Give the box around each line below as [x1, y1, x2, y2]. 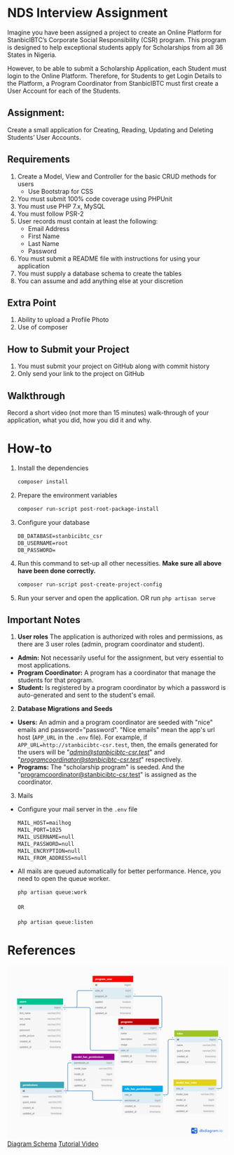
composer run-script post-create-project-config [17, 581, 163, 588]
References [7, 942, 76, 958]
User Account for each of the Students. [7, 86, 121, 95]
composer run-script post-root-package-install [17, 505, 159, 512]
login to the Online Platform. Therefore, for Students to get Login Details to [7, 72, 222, 80]
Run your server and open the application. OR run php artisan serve [17, 594, 216, 602]
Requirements [7, 153, 70, 166]
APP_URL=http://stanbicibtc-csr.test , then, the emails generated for [17, 740, 219, 749]
